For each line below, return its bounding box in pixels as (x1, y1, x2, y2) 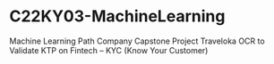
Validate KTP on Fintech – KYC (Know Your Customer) (9, 44, 209, 55)
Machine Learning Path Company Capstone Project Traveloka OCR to (9, 36, 266, 46)
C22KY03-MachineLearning (9, 6, 226, 27)
